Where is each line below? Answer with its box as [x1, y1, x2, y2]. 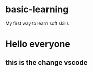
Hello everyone [5, 38, 71, 50]
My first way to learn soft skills [5, 20, 69, 26]
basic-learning [5, 4, 69, 15]
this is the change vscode [5, 58, 88, 67]
